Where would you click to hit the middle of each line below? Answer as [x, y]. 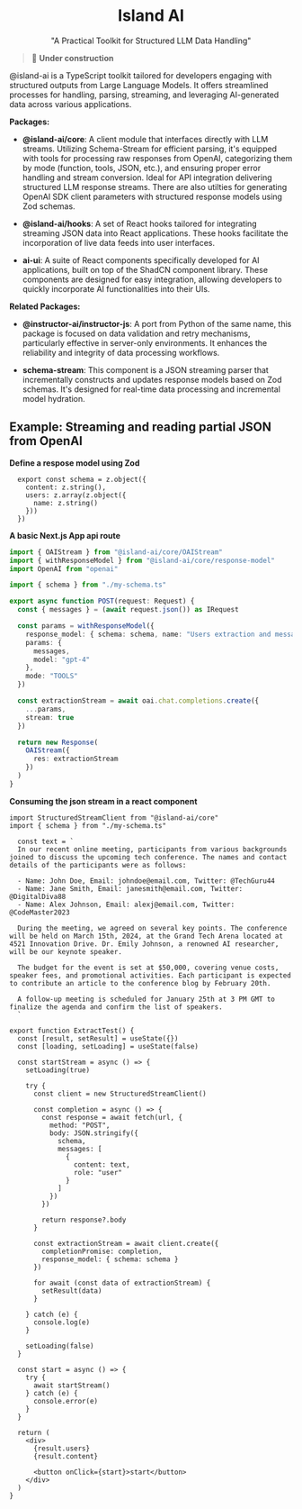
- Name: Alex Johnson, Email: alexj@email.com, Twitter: [126, 904]
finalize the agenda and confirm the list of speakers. [116, 1007]
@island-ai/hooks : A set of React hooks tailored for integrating [140, 223]
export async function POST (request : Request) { [102, 601]
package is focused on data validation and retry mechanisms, [136, 333]
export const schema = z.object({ [82, 479]
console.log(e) [62, 1322]
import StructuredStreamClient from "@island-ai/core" [114, 818]
